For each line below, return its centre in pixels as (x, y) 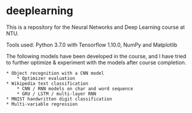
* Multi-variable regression (42, 104)
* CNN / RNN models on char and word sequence (75, 89)
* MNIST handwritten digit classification (59, 99)
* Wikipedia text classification (47, 84)
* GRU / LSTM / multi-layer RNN (56, 94)
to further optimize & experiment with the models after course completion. (96, 62)
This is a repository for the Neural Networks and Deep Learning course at (95, 27)
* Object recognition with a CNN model (55, 73)
